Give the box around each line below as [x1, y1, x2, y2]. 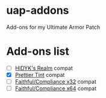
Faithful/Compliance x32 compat [14, 78, 96, 85]
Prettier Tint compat [14, 71, 65, 78]
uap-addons [6, 4, 69, 17]
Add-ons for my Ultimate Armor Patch [6, 23, 101, 31]
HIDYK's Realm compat [14, 64, 73, 72]
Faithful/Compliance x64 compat [14, 85, 97, 92]
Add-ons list [6, 44, 69, 58]
